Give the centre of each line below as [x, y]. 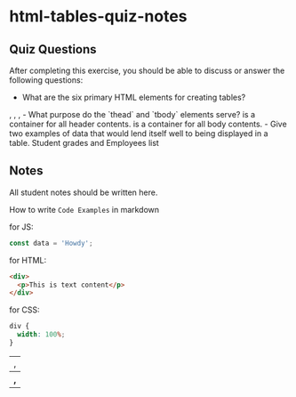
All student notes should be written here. [84, 192]
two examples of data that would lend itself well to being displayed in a [139, 134]
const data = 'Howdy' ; [51, 243]
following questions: [46, 80]
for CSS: [24, 310]
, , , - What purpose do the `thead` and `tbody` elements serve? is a [132, 114]
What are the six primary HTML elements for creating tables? [134, 97]
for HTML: [28, 260]
